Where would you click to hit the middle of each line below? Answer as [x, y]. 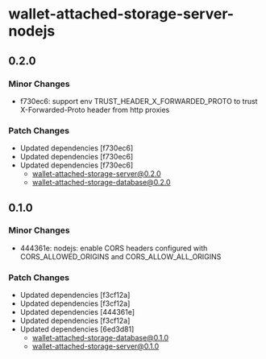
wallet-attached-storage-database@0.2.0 [101, 183]
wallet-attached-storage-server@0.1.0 [96, 346]
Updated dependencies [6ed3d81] [77, 329]
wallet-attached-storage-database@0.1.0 [100, 338]
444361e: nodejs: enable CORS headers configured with [114, 248]
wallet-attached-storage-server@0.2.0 [96, 174]
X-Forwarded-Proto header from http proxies [95, 109]
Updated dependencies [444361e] [77, 312]
